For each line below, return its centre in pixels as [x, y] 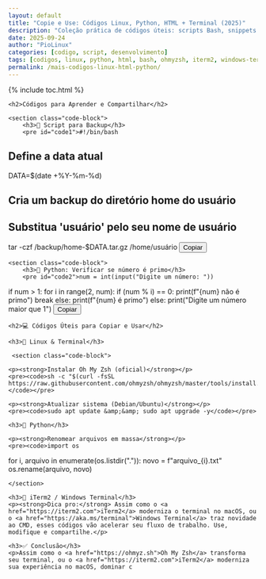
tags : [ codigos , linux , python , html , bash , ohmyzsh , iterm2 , [113, 60]
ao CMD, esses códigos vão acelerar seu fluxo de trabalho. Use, [118, 525]
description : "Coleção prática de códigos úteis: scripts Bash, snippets [133, 30]
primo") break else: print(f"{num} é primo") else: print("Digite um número [127, 300]
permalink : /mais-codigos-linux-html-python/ [84, 67]
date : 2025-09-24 [37, 38]
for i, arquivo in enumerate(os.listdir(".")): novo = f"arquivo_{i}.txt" [115, 460]
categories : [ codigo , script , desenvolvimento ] [88, 52]
